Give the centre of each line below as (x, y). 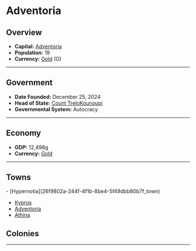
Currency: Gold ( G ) (38, 59)
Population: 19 (32, 53)
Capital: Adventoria (38, 46)
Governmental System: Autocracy (56, 109)
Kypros (23, 202)
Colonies (23, 233)
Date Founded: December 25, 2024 (57, 97)
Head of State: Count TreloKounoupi (59, 103)
